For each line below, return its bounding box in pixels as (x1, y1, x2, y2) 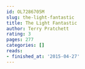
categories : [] (6, 43, 45, 49)
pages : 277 (6, 37, 34, 43)
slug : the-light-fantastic (6, 14, 75, 20)
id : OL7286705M (6, 8, 45, 15)
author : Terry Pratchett (6, 25, 69, 32)
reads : (6, 48, 23, 54)
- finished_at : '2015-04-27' (6, 53, 80, 59)
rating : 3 (6, 31, 32, 37)
